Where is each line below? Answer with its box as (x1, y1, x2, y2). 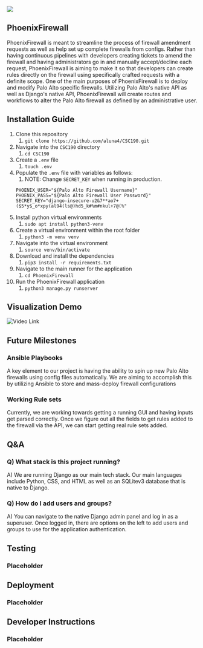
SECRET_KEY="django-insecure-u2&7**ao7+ (15, 197, 119, 204)
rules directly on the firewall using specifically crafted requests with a (7, 71, 180, 78)
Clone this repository (15, 130, 68, 137)
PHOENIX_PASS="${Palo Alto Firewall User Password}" (15, 192, 152, 198)
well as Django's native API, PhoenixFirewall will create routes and (7, 90, 172, 97)
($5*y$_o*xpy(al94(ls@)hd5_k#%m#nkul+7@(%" (15, 203, 127, 209)
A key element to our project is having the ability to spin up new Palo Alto (7, 367, 189, 375)
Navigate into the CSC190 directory (15, 143, 100, 151)
